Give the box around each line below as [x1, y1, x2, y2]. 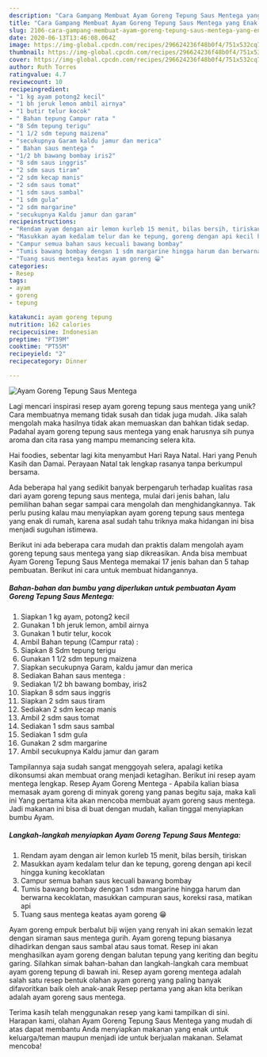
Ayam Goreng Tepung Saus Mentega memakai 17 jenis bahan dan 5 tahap [9, 556, 250, 567]
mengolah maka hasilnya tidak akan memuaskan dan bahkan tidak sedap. [9, 418, 250, 428]
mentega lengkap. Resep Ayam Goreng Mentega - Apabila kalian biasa [9, 778, 239, 788]
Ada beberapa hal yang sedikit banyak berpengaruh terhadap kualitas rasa [9, 483, 253, 492]
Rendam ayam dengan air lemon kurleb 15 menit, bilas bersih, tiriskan [20, 850, 247, 860]
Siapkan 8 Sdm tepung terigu [20, 645, 116, 654]
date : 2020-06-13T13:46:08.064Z [9, 33, 116, 42]
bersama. [9, 467, 40, 476]
